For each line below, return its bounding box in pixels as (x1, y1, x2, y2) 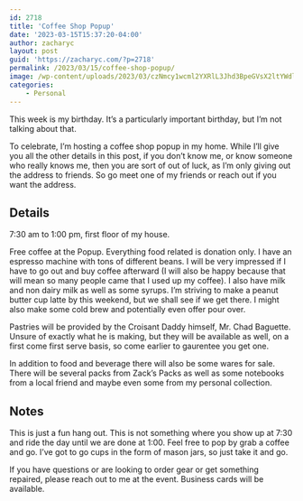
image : (9, 72, 34, 81)
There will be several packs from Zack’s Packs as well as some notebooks (9, 367, 285, 379)
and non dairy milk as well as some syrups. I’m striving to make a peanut (9, 285, 279, 296)
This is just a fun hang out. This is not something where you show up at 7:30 (9, 428, 293, 439)
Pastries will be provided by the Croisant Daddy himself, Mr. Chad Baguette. (9, 321, 291, 332)
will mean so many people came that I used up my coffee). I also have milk (9, 275, 286, 286)
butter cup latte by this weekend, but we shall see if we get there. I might (9, 294, 280, 305)
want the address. (9, 179, 77, 190)
